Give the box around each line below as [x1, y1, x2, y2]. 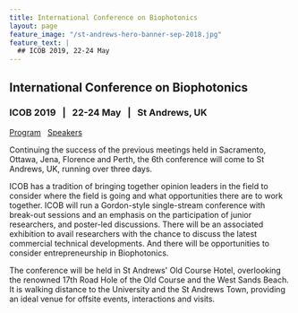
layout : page [9, 22, 58, 30]
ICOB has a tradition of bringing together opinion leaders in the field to [9, 180, 268, 191]
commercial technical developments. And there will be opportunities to [9, 238, 270, 248]
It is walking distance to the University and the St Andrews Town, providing [9, 283, 286, 294]
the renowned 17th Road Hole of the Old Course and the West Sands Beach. [9, 274, 289, 285]
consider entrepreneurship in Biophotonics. [9, 248, 169, 258]
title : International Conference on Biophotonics [9, 13, 199, 22]
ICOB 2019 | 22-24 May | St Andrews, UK [9, 107, 208, 119]
